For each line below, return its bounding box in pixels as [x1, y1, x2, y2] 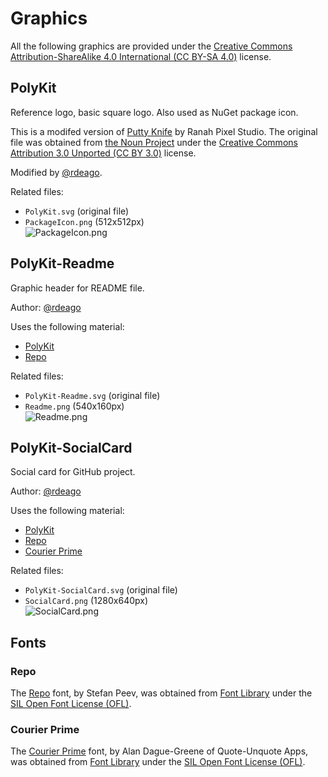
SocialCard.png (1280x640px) [24, 595, 149, 607]
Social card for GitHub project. [10, 466, 136, 478]
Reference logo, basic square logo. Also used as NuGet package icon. [10, 106, 299, 118]
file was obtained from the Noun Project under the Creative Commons [10, 136, 298, 148]
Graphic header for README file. [10, 282, 145, 294]
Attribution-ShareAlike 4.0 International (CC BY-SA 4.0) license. [10, 50, 272, 62]
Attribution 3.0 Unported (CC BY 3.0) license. [10, 147, 197, 159]
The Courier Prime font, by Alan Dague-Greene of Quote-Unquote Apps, [10, 745, 309, 757]
